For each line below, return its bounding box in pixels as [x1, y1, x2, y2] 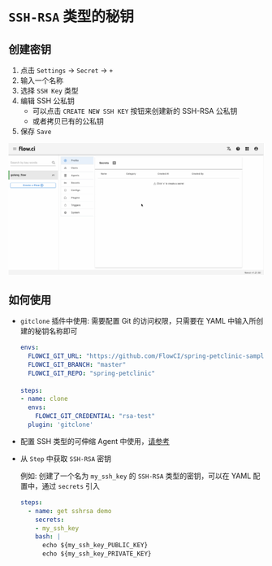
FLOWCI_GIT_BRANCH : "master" [28, 360, 127, 368]
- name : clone [19, 395, 68, 403]
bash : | [35, 533, 61, 541]
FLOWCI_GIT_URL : [28, 352, 83, 360]
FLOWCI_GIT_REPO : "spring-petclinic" [28, 369, 156, 377]
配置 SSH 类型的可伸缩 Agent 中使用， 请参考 [19, 436, 171, 446]
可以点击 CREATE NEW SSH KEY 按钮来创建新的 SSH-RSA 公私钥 [32, 107, 238, 115]
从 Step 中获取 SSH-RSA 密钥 [19, 453, 112, 464]
